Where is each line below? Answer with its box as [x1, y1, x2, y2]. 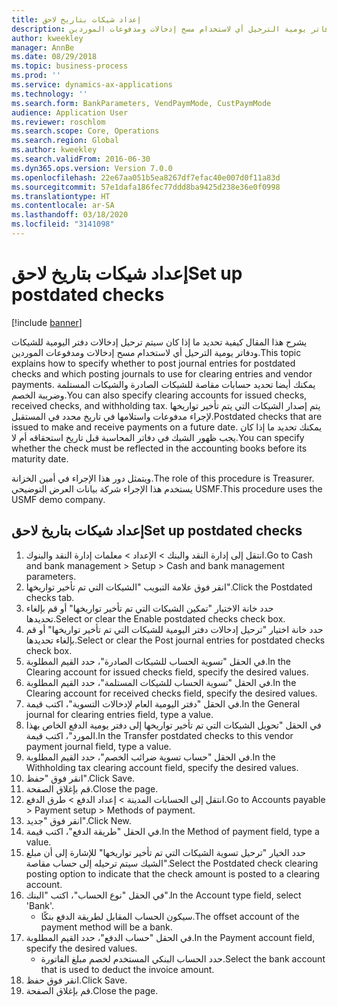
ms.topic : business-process [11, 61, 129, 71]
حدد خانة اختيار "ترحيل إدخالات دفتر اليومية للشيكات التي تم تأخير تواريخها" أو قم [25, 623, 324, 635]
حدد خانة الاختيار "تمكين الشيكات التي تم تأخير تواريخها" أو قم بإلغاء [25, 602, 274, 614]
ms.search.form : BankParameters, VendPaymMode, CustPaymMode [11, 98, 272, 108]
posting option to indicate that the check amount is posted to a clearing [25, 867, 321, 880]
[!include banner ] [11, 316, 83, 328]
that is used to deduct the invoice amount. [40, 963, 215, 975]
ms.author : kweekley [11, 145, 98, 155]
